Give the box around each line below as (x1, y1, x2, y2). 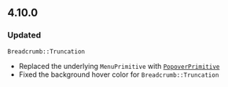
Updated (7, 30, 41, 41)
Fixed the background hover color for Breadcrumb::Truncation (18, 70, 219, 79)
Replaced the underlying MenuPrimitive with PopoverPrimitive (18, 61, 220, 71)
